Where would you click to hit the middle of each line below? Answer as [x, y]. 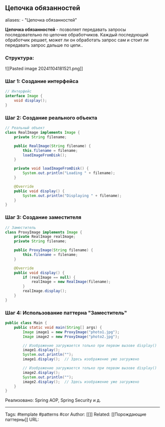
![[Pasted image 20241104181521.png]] [44, 69]
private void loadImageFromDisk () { [52, 169]
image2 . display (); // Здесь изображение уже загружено [81, 382]
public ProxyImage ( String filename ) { [54, 250]
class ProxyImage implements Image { [44, 232]
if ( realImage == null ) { [49, 277]
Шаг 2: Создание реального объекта [51, 117]
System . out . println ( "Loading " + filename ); [69, 173]
